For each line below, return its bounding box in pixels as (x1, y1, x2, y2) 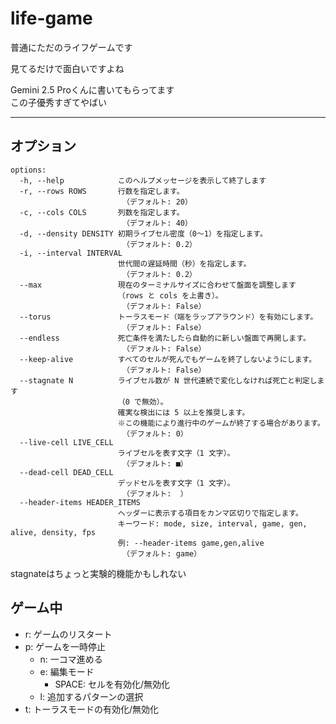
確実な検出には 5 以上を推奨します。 (117, 407, 250, 417)
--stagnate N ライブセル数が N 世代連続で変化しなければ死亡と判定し (19, 375, 318, 386)
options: (10, 165, 47, 175)
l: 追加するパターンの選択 (39, 690, 144, 702)
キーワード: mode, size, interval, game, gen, (117, 518, 308, 529)
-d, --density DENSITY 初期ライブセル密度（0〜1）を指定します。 (19, 228, 268, 239)
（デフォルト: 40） (121, 218, 193, 228)
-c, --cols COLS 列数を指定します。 (19, 207, 185, 217)
